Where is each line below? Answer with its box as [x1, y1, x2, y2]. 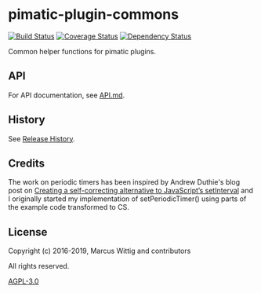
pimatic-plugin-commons [8, 5, 179, 24]
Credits [8, 156, 45, 170]
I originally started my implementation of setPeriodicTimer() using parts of [8, 194, 247, 203]
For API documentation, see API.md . [8, 90, 125, 100]
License [8, 225, 48, 239]
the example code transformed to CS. [8, 203, 129, 212]
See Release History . [8, 134, 76, 143]
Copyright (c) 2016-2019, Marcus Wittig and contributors [8, 246, 191, 256]
